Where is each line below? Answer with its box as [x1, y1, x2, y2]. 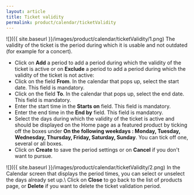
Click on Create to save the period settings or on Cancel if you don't [14, 146, 180, 153]
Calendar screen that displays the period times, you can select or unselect [6, 170, 185, 177]
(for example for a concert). [6, 48, 73, 55]
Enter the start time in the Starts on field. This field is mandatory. [14, 103, 171, 110]
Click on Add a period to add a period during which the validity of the [14, 59, 182, 66]
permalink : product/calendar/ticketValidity [6, 19, 116, 25]
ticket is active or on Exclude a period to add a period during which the [14, 66, 186, 73]
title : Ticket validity [6, 14, 64, 20]
